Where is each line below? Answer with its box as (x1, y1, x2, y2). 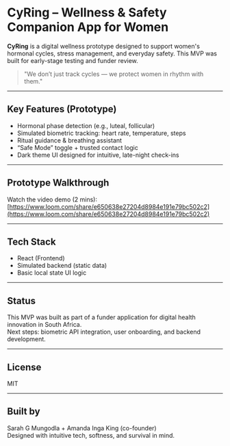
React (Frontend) (16, 254, 65, 262)
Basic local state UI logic (16, 269, 87, 277)
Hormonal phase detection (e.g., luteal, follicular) (16, 121, 155, 129)
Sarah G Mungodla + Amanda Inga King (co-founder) (7, 423, 157, 432)
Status (7, 295, 36, 306)
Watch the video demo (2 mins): (7, 195, 98, 203)
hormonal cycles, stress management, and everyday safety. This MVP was (7, 49, 218, 58)
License (7, 361, 42, 373)
